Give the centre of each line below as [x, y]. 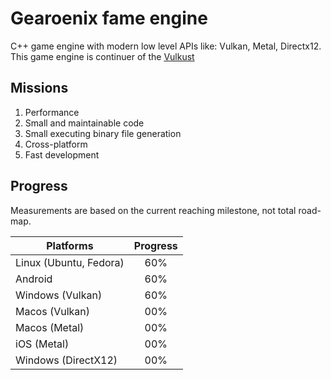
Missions [39, 88]
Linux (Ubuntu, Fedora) [70, 262]
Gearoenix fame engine [109, 18]
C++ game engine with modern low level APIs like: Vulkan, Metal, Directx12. [166, 46]
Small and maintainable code [84, 123]
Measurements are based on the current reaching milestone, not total [153, 210]
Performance [52, 112]
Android [34, 279]
